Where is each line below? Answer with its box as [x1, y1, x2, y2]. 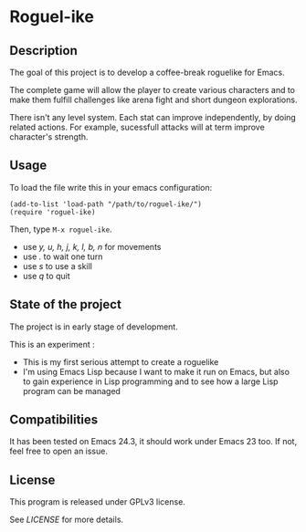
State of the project [9, 297, 121, 312]
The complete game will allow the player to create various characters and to [9, 85, 295, 95]
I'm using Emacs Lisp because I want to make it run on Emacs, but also [22, 366, 290, 377]
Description [9, 43, 78, 58]
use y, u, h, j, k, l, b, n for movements [22, 241, 162, 252]
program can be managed [22, 385, 121, 396]
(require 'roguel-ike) [9, 207, 96, 216]
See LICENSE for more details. [9, 514, 124, 526]
